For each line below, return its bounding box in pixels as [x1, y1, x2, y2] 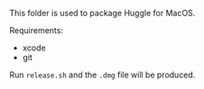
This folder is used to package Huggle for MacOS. [9, 8, 196, 18]
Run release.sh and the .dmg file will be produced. [9, 69, 196, 80]
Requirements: [9, 25, 63, 35]
